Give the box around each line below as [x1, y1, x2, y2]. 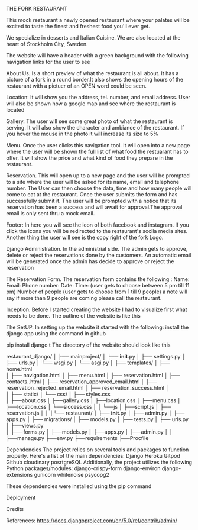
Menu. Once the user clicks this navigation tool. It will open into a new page [6, 142, 190, 148]
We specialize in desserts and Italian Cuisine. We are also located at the [6, 34, 181, 41]
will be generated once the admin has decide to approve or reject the [6, 258, 174, 265]
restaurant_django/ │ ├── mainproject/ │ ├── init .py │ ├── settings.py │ [6, 353, 186, 360]
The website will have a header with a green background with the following [6, 52, 189, 59]
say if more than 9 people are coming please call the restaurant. [6, 295, 162, 301]
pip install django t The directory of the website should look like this [6, 341, 171, 348]
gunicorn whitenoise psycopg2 [34, 471, 109, 478]
